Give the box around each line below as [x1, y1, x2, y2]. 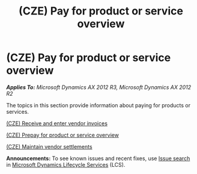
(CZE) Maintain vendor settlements [6, 143, 92, 150]
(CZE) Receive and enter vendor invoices [6, 119, 108, 127]
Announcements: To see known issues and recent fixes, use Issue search [6, 155, 190, 162]
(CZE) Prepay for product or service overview [6, 131, 119, 138]
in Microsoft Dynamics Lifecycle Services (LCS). [6, 161, 126, 168]
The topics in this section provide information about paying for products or [6, 101, 191, 109]
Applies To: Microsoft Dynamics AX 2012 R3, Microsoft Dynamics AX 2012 [6, 83, 192, 91]
